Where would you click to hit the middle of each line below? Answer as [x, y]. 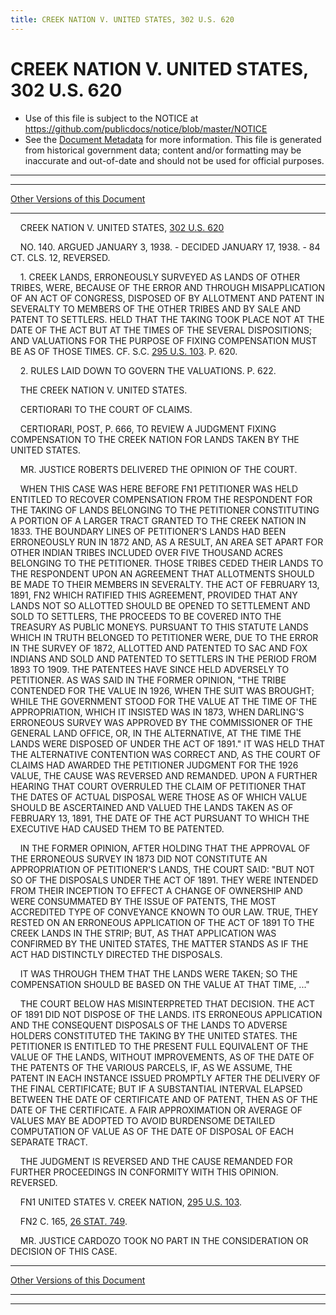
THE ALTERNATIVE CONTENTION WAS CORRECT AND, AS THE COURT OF [166, 754]
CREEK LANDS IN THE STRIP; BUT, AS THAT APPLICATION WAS [143, 933]
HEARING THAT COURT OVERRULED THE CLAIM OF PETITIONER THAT [158, 786]
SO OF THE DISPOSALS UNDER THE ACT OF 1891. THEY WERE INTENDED [164, 880]
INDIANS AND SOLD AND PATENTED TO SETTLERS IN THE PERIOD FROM [163, 658]
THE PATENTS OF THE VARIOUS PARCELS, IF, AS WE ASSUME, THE [151, 1067]
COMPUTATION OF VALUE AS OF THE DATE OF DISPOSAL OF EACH [152, 1131]
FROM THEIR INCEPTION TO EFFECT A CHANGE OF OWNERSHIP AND [156, 890]
